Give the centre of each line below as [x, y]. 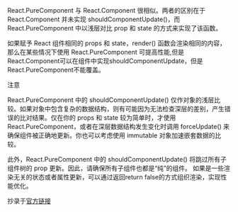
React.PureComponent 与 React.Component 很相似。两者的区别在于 [107, 10]
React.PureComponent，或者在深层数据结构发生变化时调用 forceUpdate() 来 [119, 127]
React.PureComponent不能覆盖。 [56, 70]
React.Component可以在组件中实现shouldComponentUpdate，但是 [105, 61]
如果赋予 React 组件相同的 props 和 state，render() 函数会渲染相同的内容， [117, 43]
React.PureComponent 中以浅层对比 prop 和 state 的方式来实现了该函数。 [114, 28]
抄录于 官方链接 [29, 201]
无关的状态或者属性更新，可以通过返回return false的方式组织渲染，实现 [117, 177]
